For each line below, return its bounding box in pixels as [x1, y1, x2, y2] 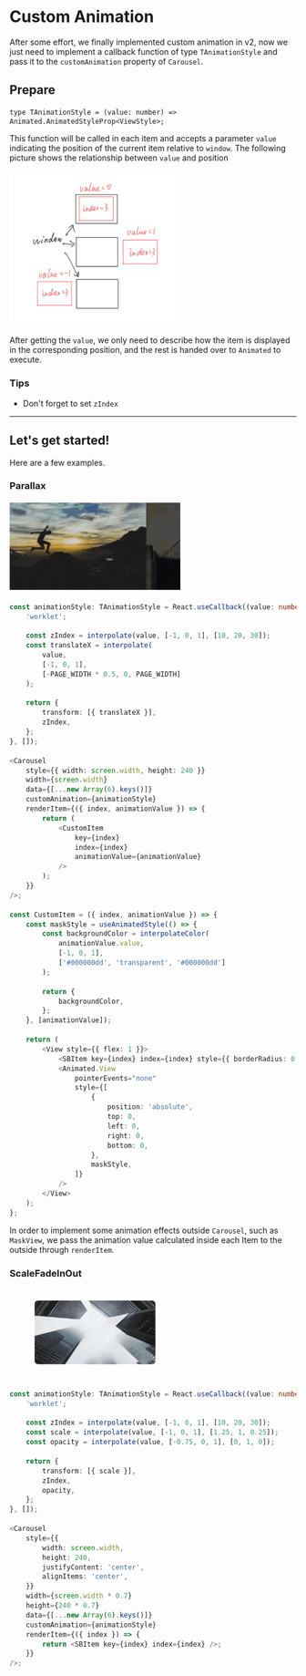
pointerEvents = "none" [74, 1073, 157, 1082]
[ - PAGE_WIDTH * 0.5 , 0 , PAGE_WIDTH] [42, 669, 181, 678]
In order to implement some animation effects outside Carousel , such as [9, 1225, 279, 1236]
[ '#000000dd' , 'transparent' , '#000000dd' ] [57, 958, 226, 967]
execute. [9, 354, 43, 366]
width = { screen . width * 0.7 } [25, 1591, 132, 1601]
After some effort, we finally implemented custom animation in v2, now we [9, 36, 289, 47]
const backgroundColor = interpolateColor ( [42, 929, 209, 938]
